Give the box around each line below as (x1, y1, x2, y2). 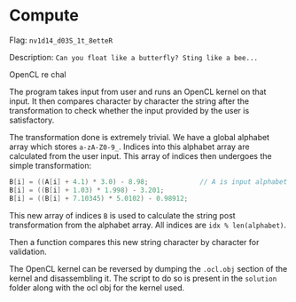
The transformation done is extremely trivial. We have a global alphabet (9, 131, 270, 142)
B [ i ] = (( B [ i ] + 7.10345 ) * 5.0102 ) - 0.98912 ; (9, 194, 189, 203)
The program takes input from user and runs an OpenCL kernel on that (9, 86, 267, 97)
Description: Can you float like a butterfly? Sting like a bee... (9, 52, 259, 62)
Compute (9, 5, 80, 26)
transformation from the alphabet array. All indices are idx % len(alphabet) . (9, 219, 286, 230)
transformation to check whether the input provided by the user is (9, 105, 250, 115)
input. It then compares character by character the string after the (9, 95, 250, 107)
